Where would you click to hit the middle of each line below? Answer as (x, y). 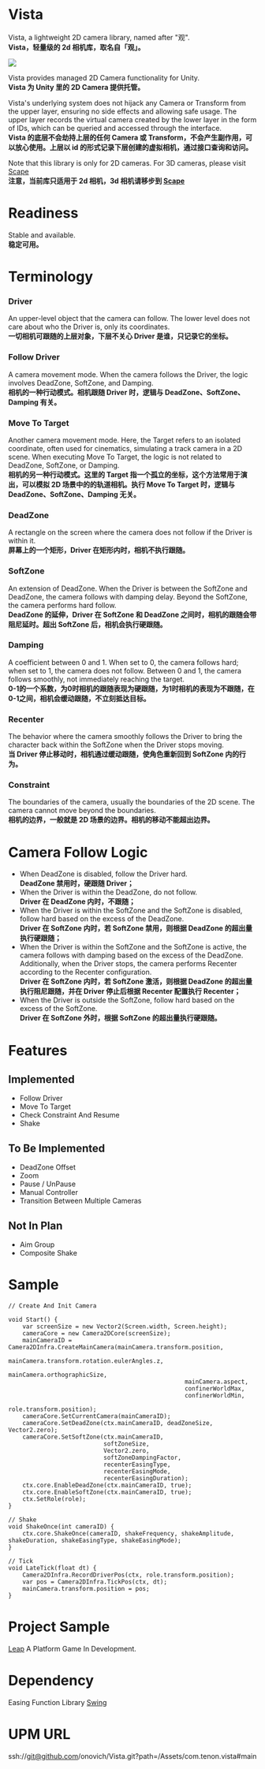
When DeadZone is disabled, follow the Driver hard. (103, 874)
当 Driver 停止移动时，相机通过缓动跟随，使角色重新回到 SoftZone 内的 (123, 754)
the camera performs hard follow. (62, 605)
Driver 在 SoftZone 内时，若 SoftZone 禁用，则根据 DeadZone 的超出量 (136, 928)
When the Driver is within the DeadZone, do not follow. (108, 892)
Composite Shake (48, 1253)
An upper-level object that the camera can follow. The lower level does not (129, 319)
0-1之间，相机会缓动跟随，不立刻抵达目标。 (80, 698)
